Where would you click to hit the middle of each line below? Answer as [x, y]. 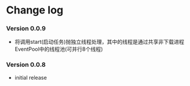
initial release [31, 77]
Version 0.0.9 [26, 29]
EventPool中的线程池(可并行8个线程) [59, 49]
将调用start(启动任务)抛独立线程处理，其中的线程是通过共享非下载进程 [99, 42]
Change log [35, 10]
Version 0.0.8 [26, 65]
